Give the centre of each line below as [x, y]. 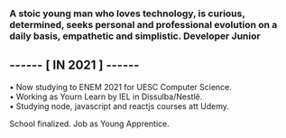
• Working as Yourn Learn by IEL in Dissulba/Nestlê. [106, 97]
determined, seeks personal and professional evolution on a [143, 24]
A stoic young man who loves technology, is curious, [127, 14]
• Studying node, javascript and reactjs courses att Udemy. [120, 106]
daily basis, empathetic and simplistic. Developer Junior [135, 36]
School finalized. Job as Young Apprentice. [89, 124]
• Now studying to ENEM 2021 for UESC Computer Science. [121, 87]
